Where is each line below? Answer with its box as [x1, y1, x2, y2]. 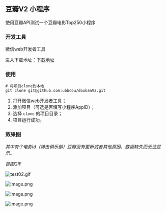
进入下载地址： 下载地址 [5, 57, 54, 63]
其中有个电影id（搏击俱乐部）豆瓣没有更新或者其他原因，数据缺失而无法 [5, 144, 156, 150]
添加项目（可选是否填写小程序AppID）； [12, 104, 95, 110]
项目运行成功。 [12, 117, 44, 123]
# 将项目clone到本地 [5, 84, 44, 89]
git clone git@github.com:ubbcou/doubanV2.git [5, 88, 106, 93]
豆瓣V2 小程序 [5, 5, 50, 14]
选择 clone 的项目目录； [12, 110, 63, 116]
